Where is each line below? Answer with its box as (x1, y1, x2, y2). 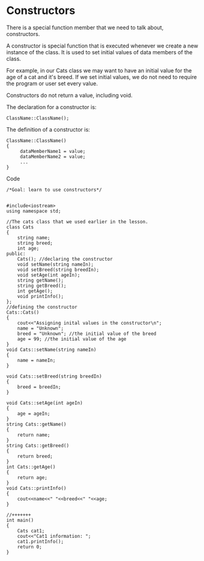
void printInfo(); (17, 293, 64, 299)
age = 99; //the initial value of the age (17, 336, 127, 342)
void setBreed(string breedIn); (17, 266, 99, 273)
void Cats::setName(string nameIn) (6, 347, 97, 353)
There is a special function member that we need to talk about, (6, 24, 164, 31)
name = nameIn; (17, 357, 56, 363)
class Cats (6, 224, 34, 230)
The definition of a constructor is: (6, 125, 90, 133)
